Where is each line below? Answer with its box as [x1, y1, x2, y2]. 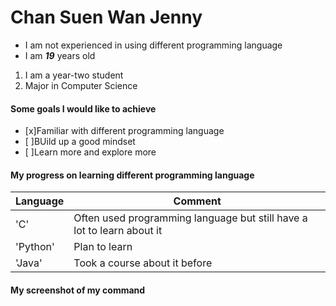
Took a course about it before [73, 256, 213, 270]
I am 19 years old [24, 49, 96, 61]
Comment [173, 194, 222, 208]
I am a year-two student [24, 69, 124, 81]
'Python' [15, 240, 55, 254]
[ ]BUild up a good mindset [24, 136, 136, 148]
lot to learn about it [73, 224, 163, 238]
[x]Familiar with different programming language [24, 125, 225, 137]
